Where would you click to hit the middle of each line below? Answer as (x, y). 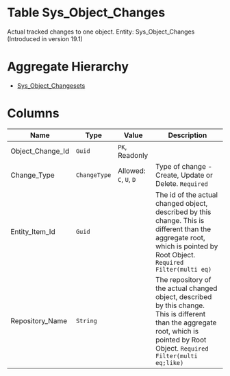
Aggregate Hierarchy (68, 67)
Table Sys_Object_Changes (86, 13)
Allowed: (131, 171)
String (87, 321)
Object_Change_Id (40, 151)
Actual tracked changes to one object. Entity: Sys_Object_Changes (101, 32)
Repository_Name (39, 320)
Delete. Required (182, 183)
